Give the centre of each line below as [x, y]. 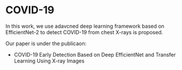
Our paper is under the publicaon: [46, 43]
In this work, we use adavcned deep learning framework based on [85, 26]
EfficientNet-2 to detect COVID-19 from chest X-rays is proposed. [84, 32]
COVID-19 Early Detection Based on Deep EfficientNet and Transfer [95, 54]
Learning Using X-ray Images [49, 61]
